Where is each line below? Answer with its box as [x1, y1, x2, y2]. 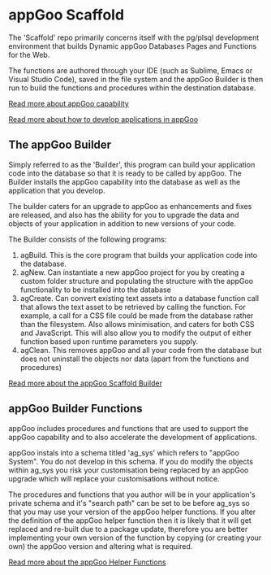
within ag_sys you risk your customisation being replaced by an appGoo [8, 465, 249, 475]
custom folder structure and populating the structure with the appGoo [19, 276, 254, 285]
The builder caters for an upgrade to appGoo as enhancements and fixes [8, 201, 252, 211]
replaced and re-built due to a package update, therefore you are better [8, 524, 248, 534]
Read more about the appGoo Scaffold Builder [8, 378, 162, 388]
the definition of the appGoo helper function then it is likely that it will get [8, 515, 252, 525]
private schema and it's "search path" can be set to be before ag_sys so [8, 498, 250, 507]
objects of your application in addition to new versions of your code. [8, 218, 237, 229]
